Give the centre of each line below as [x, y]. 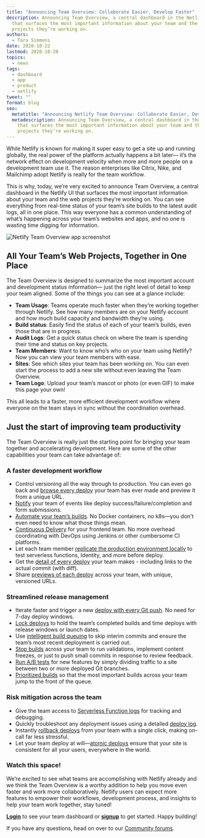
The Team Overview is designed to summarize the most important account [100, 280]
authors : [17, 35]
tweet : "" [19, 97]
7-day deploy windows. [45, 616]
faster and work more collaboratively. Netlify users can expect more [92, 792]
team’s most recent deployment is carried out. [73, 643]
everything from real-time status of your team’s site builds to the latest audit [102, 206]
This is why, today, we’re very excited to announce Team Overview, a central [103, 186]
